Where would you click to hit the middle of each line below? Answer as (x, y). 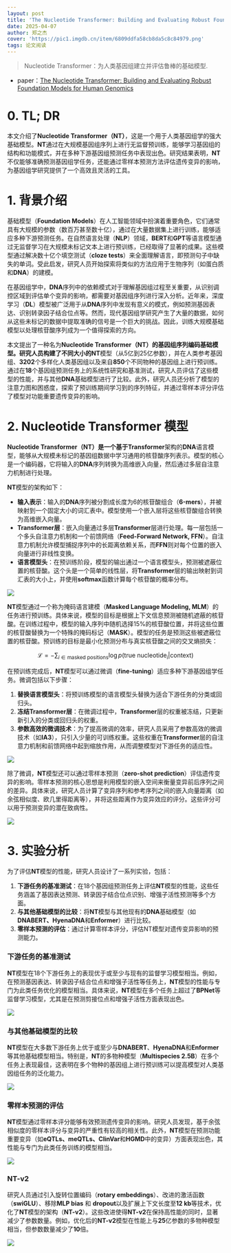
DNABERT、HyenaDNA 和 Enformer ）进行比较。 (86, 920)
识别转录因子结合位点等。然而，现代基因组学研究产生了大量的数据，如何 (121, 313)
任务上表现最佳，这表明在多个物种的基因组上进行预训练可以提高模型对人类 (112, 1065)
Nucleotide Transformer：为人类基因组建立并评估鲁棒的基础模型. (116, 66)
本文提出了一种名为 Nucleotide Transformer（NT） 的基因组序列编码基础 (110, 344)
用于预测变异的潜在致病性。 (52, 808)
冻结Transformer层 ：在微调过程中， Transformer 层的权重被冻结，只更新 (120, 711)
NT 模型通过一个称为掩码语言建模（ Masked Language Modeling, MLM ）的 (113, 606)
